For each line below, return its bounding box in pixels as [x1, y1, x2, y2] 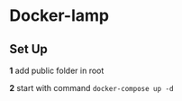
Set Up [9, 41, 48, 57]
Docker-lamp [9, 5, 110, 26]
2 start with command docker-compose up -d [9, 83, 174, 93]
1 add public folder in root [9, 65, 105, 76]
